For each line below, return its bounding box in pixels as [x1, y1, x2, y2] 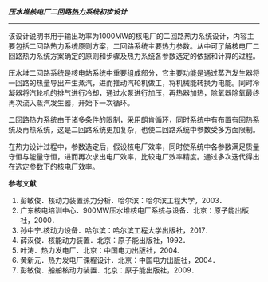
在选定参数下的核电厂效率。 [8, 162, 100, 171]
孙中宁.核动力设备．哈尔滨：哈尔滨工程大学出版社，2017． [19, 225, 213, 235]
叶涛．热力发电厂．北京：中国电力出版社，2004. [19, 245, 179, 255]
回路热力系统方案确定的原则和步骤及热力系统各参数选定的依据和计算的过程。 [8, 51, 260, 61]
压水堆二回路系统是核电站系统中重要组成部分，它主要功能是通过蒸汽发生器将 [8, 69, 260, 77]
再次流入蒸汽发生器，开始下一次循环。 [8, 98, 134, 108]
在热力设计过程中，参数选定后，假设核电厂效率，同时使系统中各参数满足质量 [8, 142, 260, 151]
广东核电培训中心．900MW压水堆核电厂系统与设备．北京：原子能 [19, 206, 235, 215]
